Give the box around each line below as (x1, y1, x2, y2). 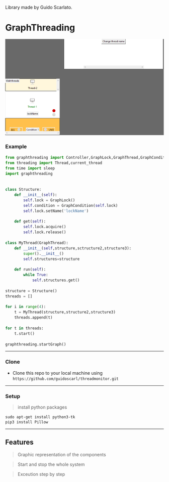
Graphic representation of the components (17, 451, 107, 457)
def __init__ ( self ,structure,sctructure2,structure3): (14, 245, 132, 251)
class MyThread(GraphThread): (5, 240, 69, 245)
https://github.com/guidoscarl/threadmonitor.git (12, 376, 119, 381)
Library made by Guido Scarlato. (5, 5, 72, 10)
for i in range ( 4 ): (5, 304, 46, 310)
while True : (23, 273, 49, 278)
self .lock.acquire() (23, 225, 66, 230)
